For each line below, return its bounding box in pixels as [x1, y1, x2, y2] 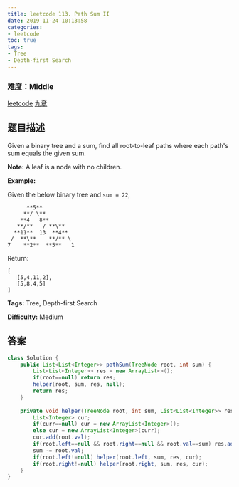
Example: [7, 176, 36, 185]
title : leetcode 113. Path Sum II [7, 10, 110, 18]
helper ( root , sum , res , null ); [33, 381, 126, 388]
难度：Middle [7, 81, 54, 91]
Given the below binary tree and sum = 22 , [7, 190, 130, 199]
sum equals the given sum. [7, 149, 87, 157]
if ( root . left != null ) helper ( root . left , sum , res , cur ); [33, 454, 202, 461]
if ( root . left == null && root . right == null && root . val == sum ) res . [33, 441, 228, 448]
